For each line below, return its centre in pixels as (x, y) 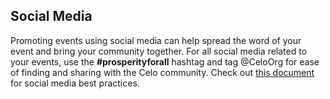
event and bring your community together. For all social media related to (159, 51)
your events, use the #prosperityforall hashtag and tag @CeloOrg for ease (165, 61)
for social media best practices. (75, 83)
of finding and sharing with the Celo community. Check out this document (162, 72)
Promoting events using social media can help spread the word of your (156, 40)
